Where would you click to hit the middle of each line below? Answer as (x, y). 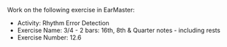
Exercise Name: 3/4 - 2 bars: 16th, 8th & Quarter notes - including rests (119, 30)
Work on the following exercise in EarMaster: (71, 10)
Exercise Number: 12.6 (49, 37)
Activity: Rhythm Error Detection (63, 23)
